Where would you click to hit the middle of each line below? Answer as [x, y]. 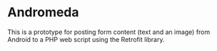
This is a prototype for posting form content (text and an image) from [109, 32]
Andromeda [44, 12]
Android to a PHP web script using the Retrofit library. [86, 39]
